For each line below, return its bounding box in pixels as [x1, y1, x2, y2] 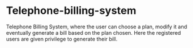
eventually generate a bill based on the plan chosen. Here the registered [6, 29, 181, 36]
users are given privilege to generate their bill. [6, 35, 118, 42]
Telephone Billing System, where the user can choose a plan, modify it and [6, 23, 187, 30]
